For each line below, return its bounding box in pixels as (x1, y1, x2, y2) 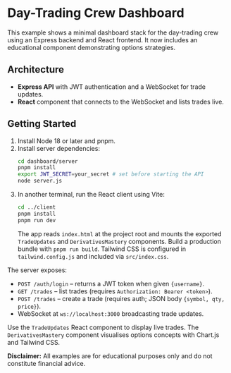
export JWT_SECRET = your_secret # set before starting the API (17, 171, 204, 178)
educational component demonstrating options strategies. (7, 43, 176, 51)
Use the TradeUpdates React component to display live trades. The (7, 323, 199, 331)
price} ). (17, 302, 41, 310)
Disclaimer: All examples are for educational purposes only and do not (7, 351, 213, 360)
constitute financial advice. (7, 359, 86, 367)
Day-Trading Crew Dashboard (7, 5, 185, 21)
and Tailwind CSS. (7, 338, 61, 346)
